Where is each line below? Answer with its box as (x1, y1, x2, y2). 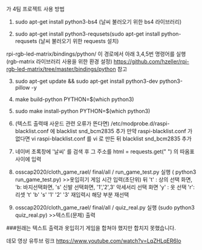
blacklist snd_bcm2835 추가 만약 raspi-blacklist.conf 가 (56, 128, 193, 134)
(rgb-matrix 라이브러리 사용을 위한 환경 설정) (6, 58, 113, 65)
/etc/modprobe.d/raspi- (111, 120, 170, 127)
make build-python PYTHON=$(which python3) (15, 96, 134, 103)
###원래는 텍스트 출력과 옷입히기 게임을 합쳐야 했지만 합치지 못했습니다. (6, 225, 177, 231)
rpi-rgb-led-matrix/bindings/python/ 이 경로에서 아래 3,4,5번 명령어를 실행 (6, 50, 186, 58)
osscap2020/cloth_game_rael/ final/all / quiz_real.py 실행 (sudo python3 (15, 204, 195, 211)
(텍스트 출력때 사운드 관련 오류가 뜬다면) (15, 120, 110, 127)
